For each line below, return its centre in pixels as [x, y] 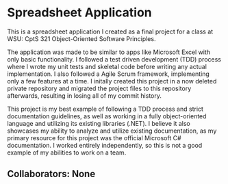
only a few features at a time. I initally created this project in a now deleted [112, 81]
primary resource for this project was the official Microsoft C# [94, 137]
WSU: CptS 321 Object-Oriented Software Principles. [81, 38]
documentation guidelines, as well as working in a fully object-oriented [107, 116]
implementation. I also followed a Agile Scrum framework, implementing [109, 74]
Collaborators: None [51, 174]
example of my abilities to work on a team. [67, 153]
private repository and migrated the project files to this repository [99, 88]
